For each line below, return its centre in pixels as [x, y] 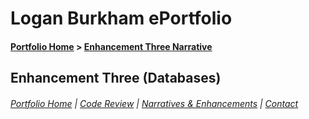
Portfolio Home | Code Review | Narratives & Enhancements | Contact [154, 103]
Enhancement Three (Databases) [116, 78]
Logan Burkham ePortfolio [121, 18]
